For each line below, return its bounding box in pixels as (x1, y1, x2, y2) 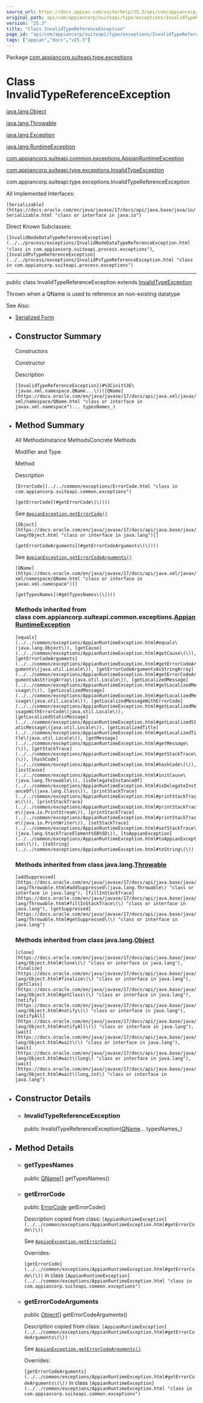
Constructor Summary (14, 331, 101, 342)
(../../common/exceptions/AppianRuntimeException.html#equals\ (14, 640, 178, 646)
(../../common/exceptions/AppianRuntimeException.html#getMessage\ (14, 740, 188, 746)
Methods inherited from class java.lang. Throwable (14, 860, 167, 869)
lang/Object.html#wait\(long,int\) (14, 1072, 105, 1078)
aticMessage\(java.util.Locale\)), (14, 725, 105, 731)
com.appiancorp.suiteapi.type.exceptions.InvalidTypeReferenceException (6, 178, 190, 185)
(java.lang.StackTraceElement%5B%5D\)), (14, 831, 118, 837)
